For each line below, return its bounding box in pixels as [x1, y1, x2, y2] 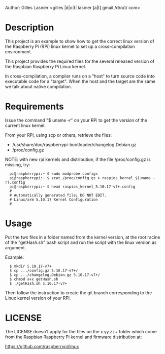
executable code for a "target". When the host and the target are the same [5, 78, 156, 84]
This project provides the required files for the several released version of [5, 58, 155, 64]
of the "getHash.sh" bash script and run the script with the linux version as [5, 239, 157, 245]
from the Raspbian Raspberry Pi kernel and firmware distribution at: [5, 334, 142, 340]
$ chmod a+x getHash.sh [9, 276, 58, 281]
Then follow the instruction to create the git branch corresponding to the [5, 289, 152, 296]
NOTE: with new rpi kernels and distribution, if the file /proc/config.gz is [5, 156, 151, 162]
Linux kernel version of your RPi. [5, 295, 71, 301]
